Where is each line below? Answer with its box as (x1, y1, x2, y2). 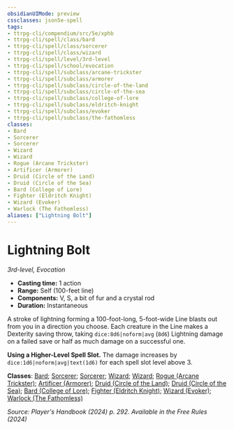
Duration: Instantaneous (17, 301, 89, 309)
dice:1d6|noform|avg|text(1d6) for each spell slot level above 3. (7, 358, 193, 366)
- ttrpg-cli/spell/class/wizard (7, 50, 101, 57)
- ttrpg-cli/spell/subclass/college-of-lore (7, 95, 139, 102)
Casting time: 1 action (17, 279, 82, 287)
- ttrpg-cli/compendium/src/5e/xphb (7, 29, 114, 37)
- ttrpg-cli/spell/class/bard (7, 36, 96, 43)
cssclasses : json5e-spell (7, 17, 82, 24)
